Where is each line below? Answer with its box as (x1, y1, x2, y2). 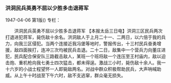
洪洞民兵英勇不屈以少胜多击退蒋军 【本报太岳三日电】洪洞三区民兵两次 (14, 28, 163, 34)
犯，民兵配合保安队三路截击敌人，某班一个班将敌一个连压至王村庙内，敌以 (5, 53, 161, 60)
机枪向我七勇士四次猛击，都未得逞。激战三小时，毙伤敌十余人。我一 (22, 60, 166, 66)
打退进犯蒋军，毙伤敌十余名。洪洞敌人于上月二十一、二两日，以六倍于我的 (5, 34, 161, 40)
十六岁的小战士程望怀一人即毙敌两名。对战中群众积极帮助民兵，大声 (5, 66, 148, 72)
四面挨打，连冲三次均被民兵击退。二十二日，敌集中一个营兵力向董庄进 (18, 47, 166, 53)
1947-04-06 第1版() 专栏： (5, 17, 61, 23)
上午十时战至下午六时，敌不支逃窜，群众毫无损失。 (18, 72, 126, 78)
